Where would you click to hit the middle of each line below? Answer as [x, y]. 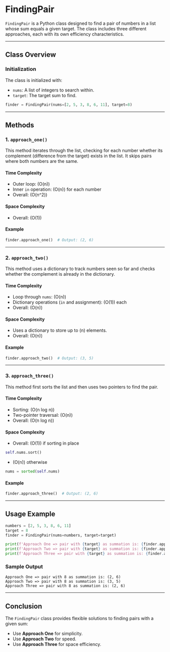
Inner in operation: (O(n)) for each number [57, 189]
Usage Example [30, 514]
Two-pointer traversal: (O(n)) [42, 415]
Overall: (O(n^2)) [30, 195]
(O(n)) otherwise [30, 462]
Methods [20, 125]
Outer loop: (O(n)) [31, 184]
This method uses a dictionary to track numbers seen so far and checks [80, 269]
